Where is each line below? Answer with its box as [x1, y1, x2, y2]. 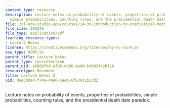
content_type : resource [5, 7, 56, 13]
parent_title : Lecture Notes [5, 54, 67, 60]
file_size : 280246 [5, 26, 44, 31]
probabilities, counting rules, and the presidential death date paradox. [5, 97, 150, 103]
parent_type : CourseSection [5, 59, 65, 64]
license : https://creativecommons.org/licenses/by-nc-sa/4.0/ [5, 45, 139, 50]
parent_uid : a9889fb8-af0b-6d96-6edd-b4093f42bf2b [5, 64, 114, 69]
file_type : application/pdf [5, 31, 65, 36]
